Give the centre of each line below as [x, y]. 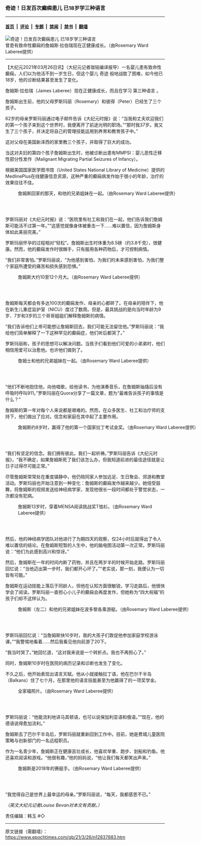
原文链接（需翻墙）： [26, 831]
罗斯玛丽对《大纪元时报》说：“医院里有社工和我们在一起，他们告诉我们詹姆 [84, 219]
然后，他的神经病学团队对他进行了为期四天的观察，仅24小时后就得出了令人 [84, 539]
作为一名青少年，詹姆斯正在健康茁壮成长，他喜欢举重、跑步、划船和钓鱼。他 [85, 751]
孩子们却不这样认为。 [27, 598]
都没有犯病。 [23, 496]
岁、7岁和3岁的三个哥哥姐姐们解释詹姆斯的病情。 [57, 315]
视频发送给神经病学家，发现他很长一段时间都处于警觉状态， [98, 489]
